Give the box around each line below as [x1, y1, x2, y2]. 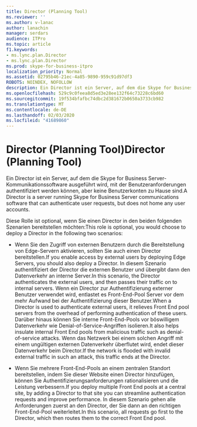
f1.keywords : [6, 47, 38, 53]
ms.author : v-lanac [6, 19, 54, 25]
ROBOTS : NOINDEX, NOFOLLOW [6, 80, 72, 86]
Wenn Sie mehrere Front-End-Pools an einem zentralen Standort [14, 365, 171, 372]
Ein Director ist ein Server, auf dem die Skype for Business [6, 175, 147, 182]
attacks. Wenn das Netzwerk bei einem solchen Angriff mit [40, 335, 184, 342]
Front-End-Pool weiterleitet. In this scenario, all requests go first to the [14, 408, 184, 415]
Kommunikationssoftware [6, 181, 68, 188]
